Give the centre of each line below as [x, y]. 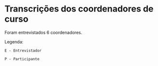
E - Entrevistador [23, 51]
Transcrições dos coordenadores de [79, 9]
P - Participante [22, 59]
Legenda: [14, 41]
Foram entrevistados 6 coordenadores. [43, 32]
